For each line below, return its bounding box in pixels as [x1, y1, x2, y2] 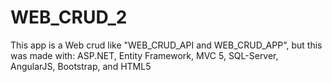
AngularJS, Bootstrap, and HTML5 [10, 60, 152, 72]
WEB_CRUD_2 [10, 6, 128, 29]
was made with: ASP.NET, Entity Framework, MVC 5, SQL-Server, [10, 49, 279, 61]
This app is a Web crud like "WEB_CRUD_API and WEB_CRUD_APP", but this [10, 39, 323, 51]
